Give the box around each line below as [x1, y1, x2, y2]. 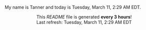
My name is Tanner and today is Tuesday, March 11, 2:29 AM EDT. [5, 4, 141, 10]
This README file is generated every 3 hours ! [36, 14, 132, 19]
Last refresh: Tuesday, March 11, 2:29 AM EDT [36, 19, 132, 25]
